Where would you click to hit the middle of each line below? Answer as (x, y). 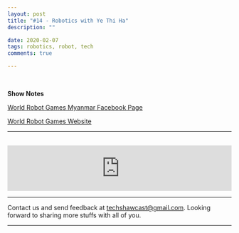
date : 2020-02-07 (33, 40)
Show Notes (26, 94)
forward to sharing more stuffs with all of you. (74, 215)
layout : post (27, 14)
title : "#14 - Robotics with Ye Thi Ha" (68, 21)
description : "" (31, 27)
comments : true (30, 53)
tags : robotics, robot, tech (51, 47)
